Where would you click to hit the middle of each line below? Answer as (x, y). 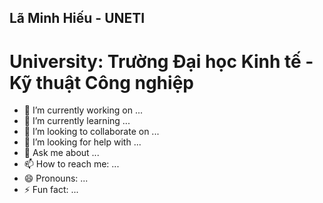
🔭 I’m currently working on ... (83, 110)
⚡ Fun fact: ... (51, 190)
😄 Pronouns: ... (56, 178)
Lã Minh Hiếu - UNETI (77, 18)
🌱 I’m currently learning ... (77, 121)
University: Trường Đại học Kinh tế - (161, 61)
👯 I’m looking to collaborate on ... (91, 132)
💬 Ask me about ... (61, 153)
